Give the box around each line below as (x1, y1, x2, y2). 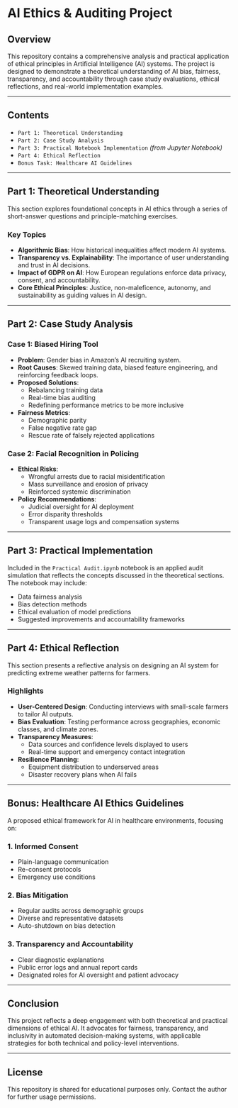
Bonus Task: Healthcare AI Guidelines (17, 160, 132, 167)
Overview (7, 33, 52, 45)
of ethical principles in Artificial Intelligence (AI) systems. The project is (7, 60, 215, 68)
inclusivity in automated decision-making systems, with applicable (7, 1031, 201, 1040)
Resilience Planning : (17, 755, 79, 763)
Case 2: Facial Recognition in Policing (7, 448, 140, 458)
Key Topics (7, 229, 47, 239)
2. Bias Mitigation (7, 890, 69, 900)
